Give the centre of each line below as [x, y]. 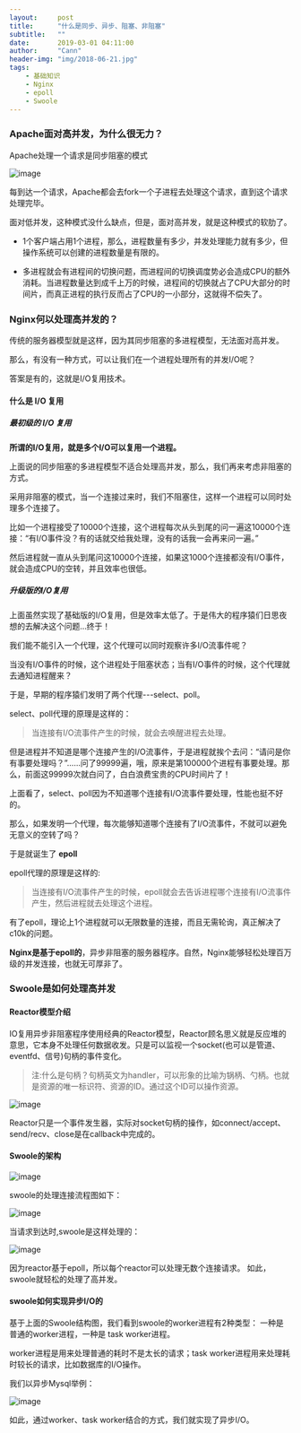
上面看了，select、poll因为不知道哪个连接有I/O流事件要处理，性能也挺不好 [146, 793]
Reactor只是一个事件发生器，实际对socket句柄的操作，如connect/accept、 [147, 1123]
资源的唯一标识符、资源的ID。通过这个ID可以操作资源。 [141, 1086]
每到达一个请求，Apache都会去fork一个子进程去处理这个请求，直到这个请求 [149, 191]
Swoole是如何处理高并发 [63, 989]
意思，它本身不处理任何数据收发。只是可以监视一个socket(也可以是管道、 [145, 1045]
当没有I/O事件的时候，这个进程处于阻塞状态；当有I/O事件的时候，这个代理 [146, 664]
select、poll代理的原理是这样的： [70, 713]
